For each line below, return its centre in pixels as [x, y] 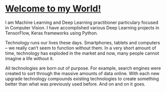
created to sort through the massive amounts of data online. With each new [83, 73]
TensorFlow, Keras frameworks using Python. [52, 33]
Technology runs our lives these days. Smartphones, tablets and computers [83, 42]
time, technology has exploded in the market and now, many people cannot [82, 53]
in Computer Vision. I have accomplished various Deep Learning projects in [82, 27]
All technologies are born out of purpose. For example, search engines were [83, 68]
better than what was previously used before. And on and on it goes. [75, 84]
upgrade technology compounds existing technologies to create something [82, 79]
